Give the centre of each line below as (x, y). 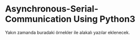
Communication (38, 19)
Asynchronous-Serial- (52, 9)
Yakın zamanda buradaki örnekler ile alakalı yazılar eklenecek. (68, 32)
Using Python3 (104, 19)
